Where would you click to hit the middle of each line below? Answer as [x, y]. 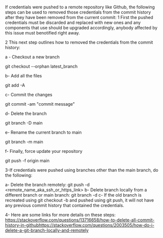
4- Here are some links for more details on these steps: [60, 215]
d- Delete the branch [26, 113]
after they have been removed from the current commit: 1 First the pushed [79, 17]
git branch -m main [24, 142]
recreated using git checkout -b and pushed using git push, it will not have [80, 200]
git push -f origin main [27, 161]
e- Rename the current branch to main [43, 132]
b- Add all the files [24, 76]
